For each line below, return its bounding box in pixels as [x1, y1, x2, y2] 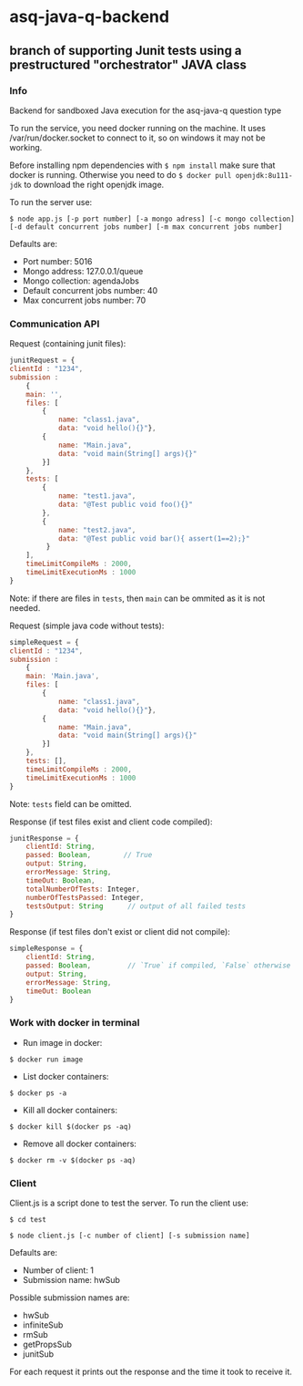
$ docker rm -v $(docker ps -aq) [9, 1155, 136, 1164]
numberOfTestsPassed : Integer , [25, 893, 145, 902]
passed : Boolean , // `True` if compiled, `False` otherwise [25, 961, 291, 970]
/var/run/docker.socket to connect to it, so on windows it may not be [9, 132, 266, 143]
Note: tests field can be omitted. [9, 798, 132, 809]
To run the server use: [9, 196, 93, 207]
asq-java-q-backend [9, 6, 170, 27]
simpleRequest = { [9, 637, 79, 646]
